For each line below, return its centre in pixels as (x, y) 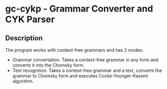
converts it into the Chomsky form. (48, 65)
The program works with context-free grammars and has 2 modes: (74, 50)
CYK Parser (30, 19)
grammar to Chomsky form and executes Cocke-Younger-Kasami (80, 76)
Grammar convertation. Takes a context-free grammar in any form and (85, 60)
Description (24, 38)
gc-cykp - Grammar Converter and (79, 9)
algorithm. (23, 81)
